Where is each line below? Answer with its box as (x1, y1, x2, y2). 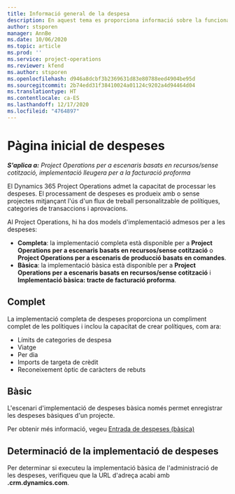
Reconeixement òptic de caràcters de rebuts (17, 365, 146, 374)
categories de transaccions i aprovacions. (7, 204, 128, 212)
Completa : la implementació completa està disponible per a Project (17, 238, 213, 247)
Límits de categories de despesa (17, 335, 112, 344)
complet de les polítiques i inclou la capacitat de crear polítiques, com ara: (7, 322, 222, 330)
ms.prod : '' (7, 50, 42, 57)
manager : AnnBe (7, 29, 52, 37)
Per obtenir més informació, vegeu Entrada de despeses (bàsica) (7, 425, 195, 433)
